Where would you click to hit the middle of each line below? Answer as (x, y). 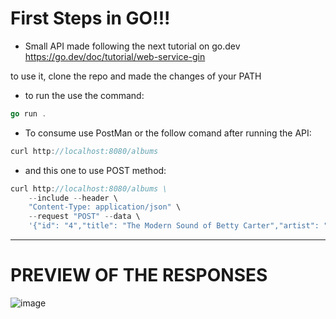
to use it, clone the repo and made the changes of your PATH (136, 76)
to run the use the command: (84, 95)
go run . (28, 113)
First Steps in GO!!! (90, 18)
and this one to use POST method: (95, 170)
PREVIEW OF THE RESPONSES (139, 275)
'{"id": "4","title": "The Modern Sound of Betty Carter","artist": (174, 226)
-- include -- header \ (73, 198)
